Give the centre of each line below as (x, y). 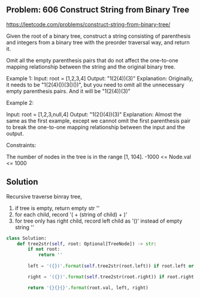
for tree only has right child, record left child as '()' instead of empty (99, 221)
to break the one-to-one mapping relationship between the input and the (96, 127)
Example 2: (20, 103)
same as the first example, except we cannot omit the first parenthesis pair (99, 121)
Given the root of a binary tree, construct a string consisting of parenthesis (99, 36)
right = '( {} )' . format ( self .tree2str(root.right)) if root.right (111, 277)
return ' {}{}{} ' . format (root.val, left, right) (88, 287)
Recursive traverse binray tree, (44, 196)
